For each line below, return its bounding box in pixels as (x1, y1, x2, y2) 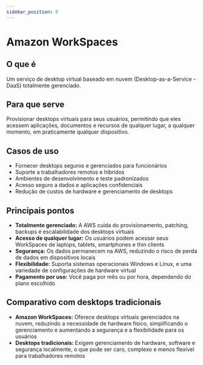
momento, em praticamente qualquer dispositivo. (6, 128, 129, 135)
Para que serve (6, 100, 65, 110)
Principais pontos (6, 205, 75, 216)
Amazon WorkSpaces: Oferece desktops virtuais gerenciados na (15, 313, 179, 321)
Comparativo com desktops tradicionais (6, 297, 162, 307)
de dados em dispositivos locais (15, 254, 96, 261)
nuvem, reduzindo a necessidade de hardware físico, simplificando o (15, 319, 188, 327)
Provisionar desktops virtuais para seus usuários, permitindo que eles (6, 115, 181, 123)
